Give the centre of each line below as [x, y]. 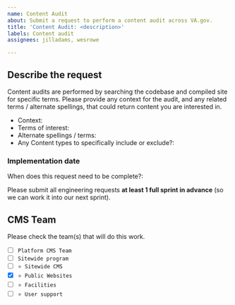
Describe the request [55, 75]
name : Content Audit [38, 14]
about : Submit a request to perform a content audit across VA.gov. [110, 20]
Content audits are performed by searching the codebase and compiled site [117, 92]
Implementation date [44, 161]
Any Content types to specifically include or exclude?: [96, 142]
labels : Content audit [41, 33]
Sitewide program [43, 259]
